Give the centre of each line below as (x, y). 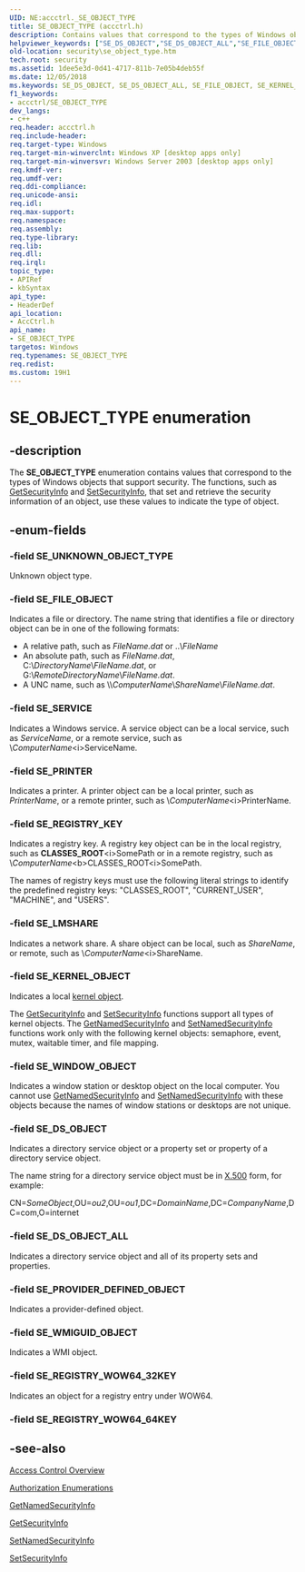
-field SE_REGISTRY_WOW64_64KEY (93, 1419)
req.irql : (28, 263)
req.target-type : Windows (58, 144)
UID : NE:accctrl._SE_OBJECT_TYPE (73, 18)
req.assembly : (36, 229)
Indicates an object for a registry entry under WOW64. (111, 1396)
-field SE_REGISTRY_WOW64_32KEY (93, 1376)
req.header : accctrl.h (52, 128)
